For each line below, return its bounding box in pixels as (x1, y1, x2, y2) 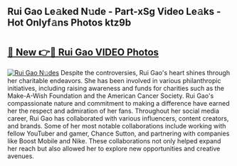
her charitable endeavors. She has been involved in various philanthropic (7, 77, 221, 84)
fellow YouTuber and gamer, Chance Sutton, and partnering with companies (7, 129, 230, 138)
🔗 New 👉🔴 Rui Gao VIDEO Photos (7, 46, 159, 58)
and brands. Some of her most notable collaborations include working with (7, 122, 226, 130)
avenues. (7, 152, 34, 160)
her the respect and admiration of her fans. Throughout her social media (7, 106, 219, 115)
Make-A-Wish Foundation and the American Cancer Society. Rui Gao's (7, 92, 214, 100)
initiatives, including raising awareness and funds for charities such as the (7, 84, 224, 92)
